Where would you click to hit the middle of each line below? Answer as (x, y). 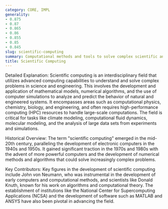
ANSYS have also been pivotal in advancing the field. (60, 201)
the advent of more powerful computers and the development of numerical (82, 154)
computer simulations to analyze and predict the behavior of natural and (79, 97)
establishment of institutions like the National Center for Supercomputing (80, 190)
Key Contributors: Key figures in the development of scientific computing (80, 169)
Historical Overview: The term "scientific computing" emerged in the (76, 138)
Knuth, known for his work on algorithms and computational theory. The (79, 185)
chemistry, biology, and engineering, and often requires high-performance (82, 107)
